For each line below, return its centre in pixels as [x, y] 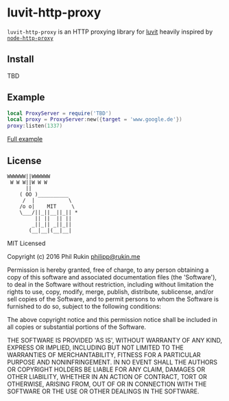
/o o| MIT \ [47, 207]
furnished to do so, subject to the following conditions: [84, 306]
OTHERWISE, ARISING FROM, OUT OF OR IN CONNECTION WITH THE [107, 384]
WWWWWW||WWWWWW [29, 176]
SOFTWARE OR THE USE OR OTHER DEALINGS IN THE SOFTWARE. [103, 391]
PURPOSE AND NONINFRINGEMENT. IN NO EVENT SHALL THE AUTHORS [112, 362]
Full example [25, 139]
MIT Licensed [26, 243]
